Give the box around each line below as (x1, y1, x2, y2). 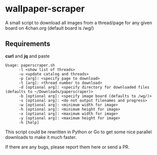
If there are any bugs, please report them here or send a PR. (5, 144, 130, 150)
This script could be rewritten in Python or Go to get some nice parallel (5, 129, 152, 135)
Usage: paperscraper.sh (5, 62, 55, 68)
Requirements (5, 40, 50, 48)
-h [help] (18, 120, 39, 125)
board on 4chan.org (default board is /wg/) (5, 25, 94, 31)
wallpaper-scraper (5, 3, 85, 15)
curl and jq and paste (5, 53, 50, 59)
